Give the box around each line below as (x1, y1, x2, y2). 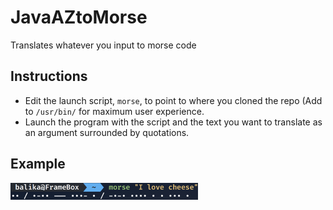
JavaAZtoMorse (10, 6, 148, 29)
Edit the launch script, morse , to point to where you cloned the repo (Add (24, 94, 323, 106)
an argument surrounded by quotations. (24, 126, 190, 138)
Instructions (10, 68, 88, 85)
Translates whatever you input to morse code (10, 39, 197, 51)
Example (10, 156, 66, 173)
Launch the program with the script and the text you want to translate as (24, 116, 323, 128)
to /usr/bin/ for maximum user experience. (24, 105, 205, 117)
